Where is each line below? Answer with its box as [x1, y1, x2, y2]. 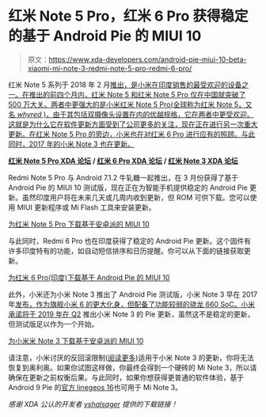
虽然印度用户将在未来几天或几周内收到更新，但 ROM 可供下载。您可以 [21, 192, 251, 202]
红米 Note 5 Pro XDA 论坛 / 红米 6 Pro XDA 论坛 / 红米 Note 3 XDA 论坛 [8, 156, 239, 165]
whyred [17, 109, 42, 119]
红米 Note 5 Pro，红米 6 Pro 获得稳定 [8, 7, 249, 25]
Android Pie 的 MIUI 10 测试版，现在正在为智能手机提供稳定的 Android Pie [8, 183, 248, 192]
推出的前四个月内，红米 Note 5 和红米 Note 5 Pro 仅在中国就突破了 [28, 89, 246, 99]
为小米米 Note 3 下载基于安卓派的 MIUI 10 [8, 335, 144, 345]
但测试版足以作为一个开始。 [8, 319, 99, 328]
